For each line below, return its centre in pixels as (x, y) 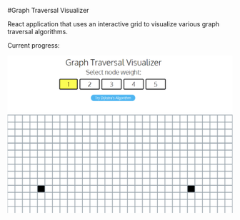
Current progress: (34, 45)
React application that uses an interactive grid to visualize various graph (114, 24)
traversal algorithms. (37, 32)
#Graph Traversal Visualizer (48, 10)
